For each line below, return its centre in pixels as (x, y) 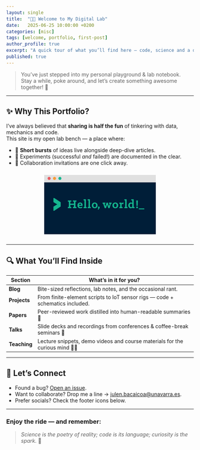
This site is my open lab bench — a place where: (66, 138)
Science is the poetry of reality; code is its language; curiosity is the (104, 434)
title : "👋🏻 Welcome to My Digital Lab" (57, 19)
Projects (19, 300)
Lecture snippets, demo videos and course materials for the (110, 341)
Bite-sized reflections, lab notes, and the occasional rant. (108, 289)
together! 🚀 (35, 87)
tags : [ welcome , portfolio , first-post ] (57, 38)
